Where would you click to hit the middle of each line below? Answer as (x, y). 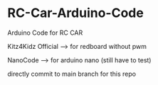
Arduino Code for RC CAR (45, 33)
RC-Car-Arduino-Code (75, 13)
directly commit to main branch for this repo (72, 74)
